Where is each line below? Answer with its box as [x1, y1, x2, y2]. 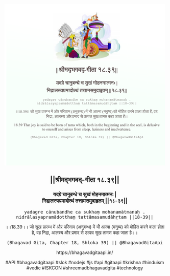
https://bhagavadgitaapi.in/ [56, 249, 113, 256]
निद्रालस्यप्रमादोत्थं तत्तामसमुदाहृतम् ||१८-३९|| [42, 197, 128, 204]
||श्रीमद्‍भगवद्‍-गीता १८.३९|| [50, 176, 120, 184]
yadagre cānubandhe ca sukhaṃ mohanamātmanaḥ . [24, 209, 145, 215]
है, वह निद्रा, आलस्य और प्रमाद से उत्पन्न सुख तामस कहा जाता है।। [31, 229, 138, 236]
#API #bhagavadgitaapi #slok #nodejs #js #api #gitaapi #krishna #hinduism [5, 259, 164, 265]
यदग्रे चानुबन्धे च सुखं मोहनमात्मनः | [53, 191, 117, 198]
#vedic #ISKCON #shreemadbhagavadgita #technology [26, 265, 143, 271]
